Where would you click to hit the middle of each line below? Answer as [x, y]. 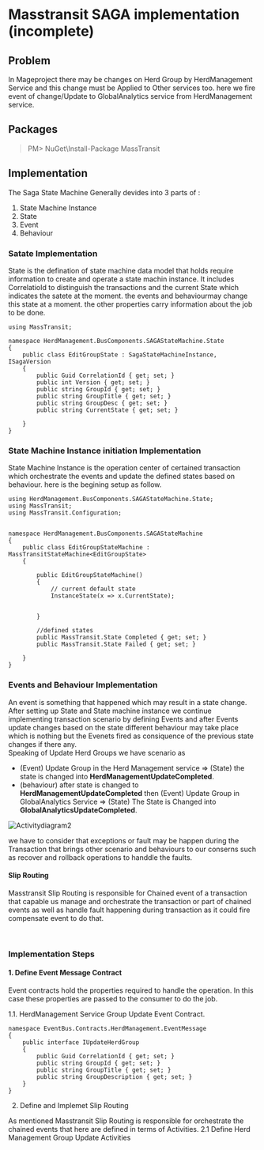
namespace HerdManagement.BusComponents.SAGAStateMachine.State [116, 341]
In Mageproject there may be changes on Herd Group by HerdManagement [130, 79]
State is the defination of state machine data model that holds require [121, 270]
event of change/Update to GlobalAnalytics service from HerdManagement [130, 96]
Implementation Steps [51, 954]
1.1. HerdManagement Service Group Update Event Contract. [107, 1014]
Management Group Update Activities [70, 1137]
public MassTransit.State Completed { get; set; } [122, 638]
